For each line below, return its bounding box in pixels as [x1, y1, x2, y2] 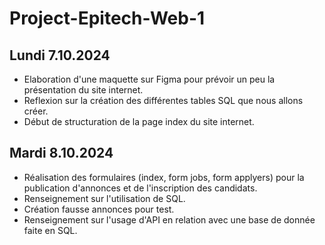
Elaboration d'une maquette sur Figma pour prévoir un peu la [23, 73, 276, 85]
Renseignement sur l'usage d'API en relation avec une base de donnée [23, 213, 316, 226]
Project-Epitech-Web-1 [9, 7, 206, 30]
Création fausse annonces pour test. [23, 203, 175, 215]
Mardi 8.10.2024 [9, 145, 114, 162]
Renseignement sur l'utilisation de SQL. [23, 192, 186, 204]
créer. [23, 105, 49, 117]
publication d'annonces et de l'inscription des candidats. [23, 182, 258, 194]
